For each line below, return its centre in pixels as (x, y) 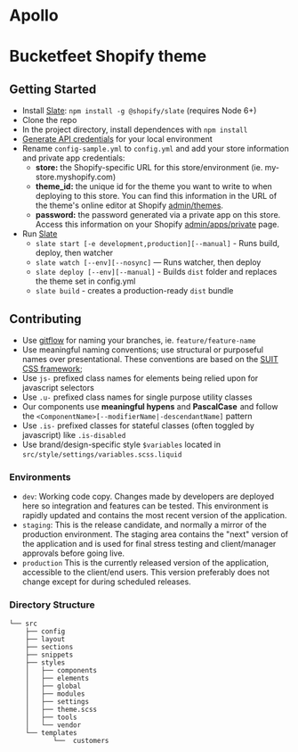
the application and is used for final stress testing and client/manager (149, 544)
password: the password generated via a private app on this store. (158, 215)
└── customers (81, 740)
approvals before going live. (73, 553)
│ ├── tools (51, 717)
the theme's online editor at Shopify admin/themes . (129, 205)
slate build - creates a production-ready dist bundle (134, 291)
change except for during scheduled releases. (106, 582)
